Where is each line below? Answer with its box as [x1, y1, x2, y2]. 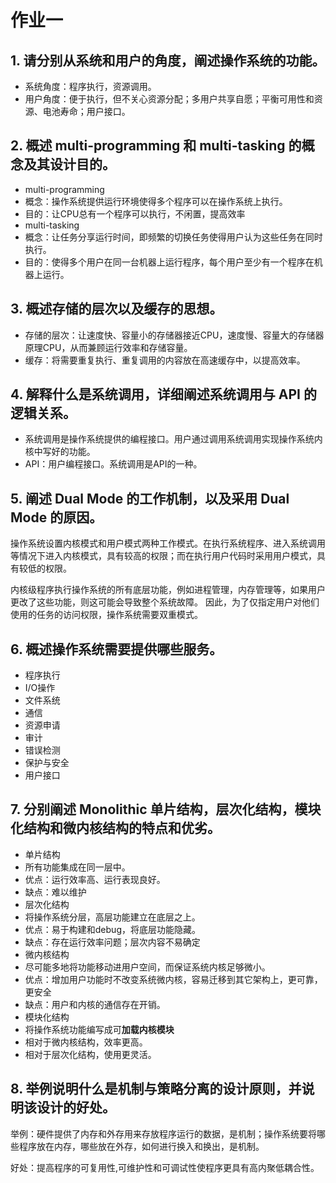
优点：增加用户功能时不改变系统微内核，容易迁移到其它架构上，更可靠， [24, 973, 323, 985]
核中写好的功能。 [24, 446, 96, 458]
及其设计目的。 [23, 156, 116, 173]
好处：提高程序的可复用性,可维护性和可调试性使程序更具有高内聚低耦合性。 [10, 1161, 320, 1173]
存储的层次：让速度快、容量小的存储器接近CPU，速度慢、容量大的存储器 [24, 329, 325, 341]
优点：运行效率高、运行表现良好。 [24, 873, 166, 885]
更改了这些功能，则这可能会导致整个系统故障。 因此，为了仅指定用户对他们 [10, 596, 320, 608]
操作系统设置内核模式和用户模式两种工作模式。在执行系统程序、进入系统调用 [10, 537, 326, 550]
